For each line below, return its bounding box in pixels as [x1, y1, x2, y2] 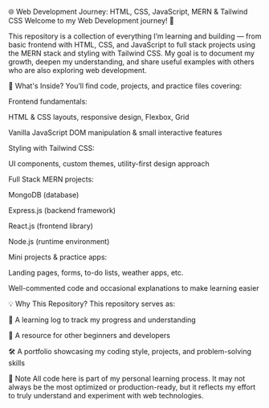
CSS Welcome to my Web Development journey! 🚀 [8, 16, 174, 25]
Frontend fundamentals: [8, 96, 88, 106]
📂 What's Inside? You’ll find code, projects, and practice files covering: [8, 81, 243, 91]
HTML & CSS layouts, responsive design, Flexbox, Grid [8, 112, 190, 121]
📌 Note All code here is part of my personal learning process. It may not [8, 373, 246, 383]
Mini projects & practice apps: [8, 252, 108, 262]
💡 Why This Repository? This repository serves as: [8, 299, 175, 308]
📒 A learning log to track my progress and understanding [8, 315, 197, 324]
